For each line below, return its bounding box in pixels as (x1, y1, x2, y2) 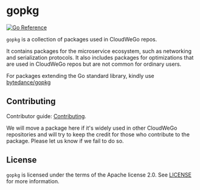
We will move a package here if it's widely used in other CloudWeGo (6, 124, 178, 132)
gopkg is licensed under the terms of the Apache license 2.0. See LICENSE (6, 171, 191, 178)
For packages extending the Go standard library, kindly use (6, 72, 154, 79)
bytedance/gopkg (6, 79, 51, 86)
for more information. (6, 177, 60, 185)
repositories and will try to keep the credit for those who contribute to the (6, 130, 190, 138)
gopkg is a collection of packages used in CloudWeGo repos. (6, 35, 157, 43)
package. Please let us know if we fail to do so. (6, 137, 124, 144)
